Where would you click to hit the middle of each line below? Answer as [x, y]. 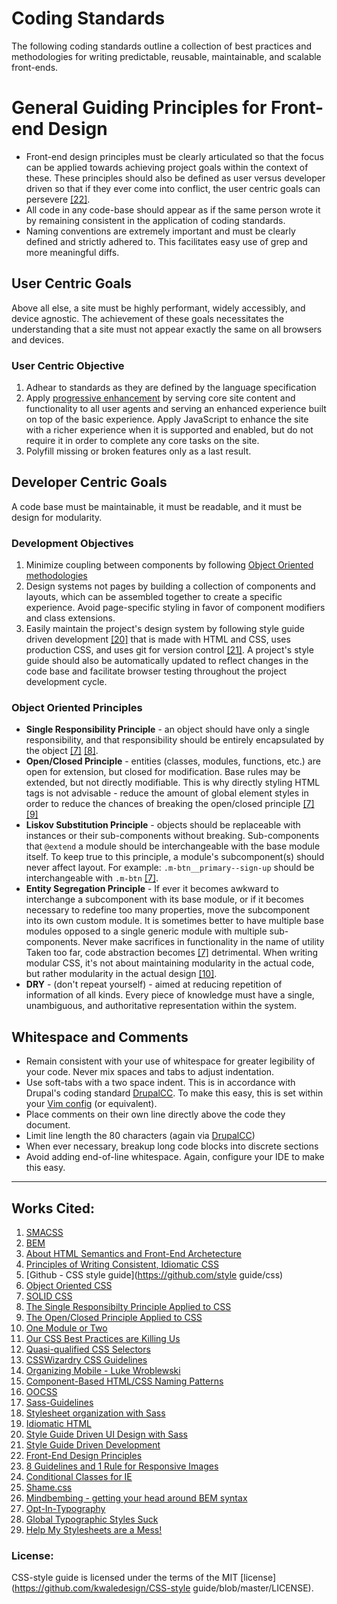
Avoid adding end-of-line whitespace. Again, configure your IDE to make [175, 1157]
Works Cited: [53, 1208]
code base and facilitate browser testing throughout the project [156, 671]
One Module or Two [66, 1328]
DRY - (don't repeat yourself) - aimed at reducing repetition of [154, 984]
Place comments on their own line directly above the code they [155, 1114]
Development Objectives [72, 543]
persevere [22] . [58, 199]
